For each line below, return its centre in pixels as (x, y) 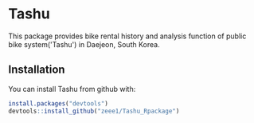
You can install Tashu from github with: (72, 89)
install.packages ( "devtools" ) (59, 103)
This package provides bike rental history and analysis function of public (127, 36)
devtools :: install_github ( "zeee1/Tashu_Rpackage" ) (94, 111)
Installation (37, 70)
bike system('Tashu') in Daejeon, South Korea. (84, 44)
